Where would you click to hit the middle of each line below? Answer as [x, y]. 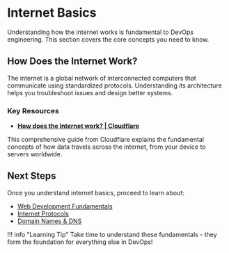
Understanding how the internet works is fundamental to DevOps [100, 32]
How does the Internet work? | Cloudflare [78, 126]
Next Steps [32, 176]
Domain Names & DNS [49, 221]
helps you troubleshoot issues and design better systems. [90, 92]
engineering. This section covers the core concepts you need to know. [108, 39]
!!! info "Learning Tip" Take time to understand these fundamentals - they [112, 234]
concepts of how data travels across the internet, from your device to [107, 147]
